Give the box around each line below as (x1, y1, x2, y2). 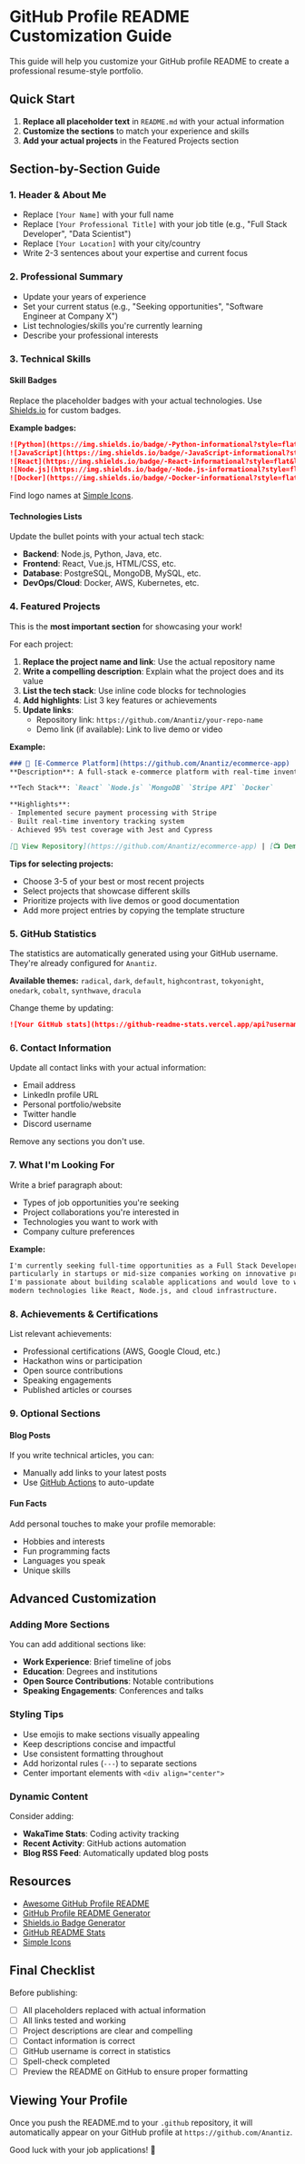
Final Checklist (9, 1963, 95, 1979)
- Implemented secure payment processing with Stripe (9, 808, 218, 818)
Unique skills (22, 1565, 71, 1576)
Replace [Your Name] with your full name (22, 209, 174, 220)
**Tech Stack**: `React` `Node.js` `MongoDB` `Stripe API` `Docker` (9, 784, 274, 793)
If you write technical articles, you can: (9, 1450, 154, 1461)
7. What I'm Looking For (9, 1159, 115, 1171)
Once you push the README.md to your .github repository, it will (9, 2117, 253, 2128)
